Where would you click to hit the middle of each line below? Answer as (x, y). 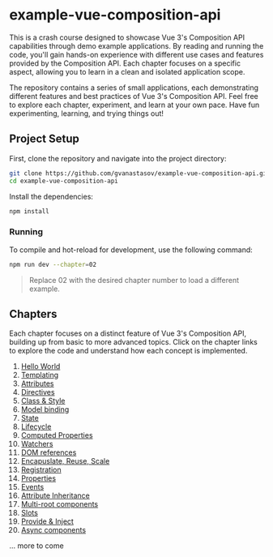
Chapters (33, 314)
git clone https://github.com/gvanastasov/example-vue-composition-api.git (140, 173)
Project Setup (45, 139)
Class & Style (43, 401)
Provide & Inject (47, 521)
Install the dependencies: (51, 196)
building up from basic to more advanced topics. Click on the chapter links (133, 342)
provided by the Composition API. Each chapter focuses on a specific (125, 63)
